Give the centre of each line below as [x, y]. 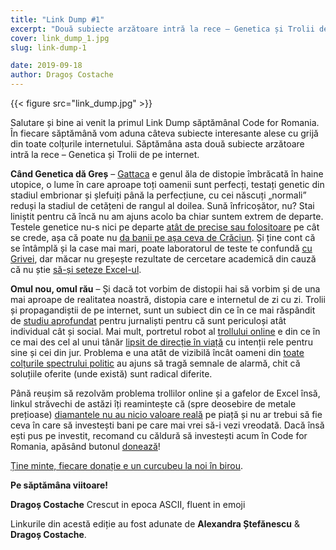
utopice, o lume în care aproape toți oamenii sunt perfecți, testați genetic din [167, 184]
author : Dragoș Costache [62, 75]
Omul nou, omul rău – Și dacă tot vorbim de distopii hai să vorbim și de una [165, 289]
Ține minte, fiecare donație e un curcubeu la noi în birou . [126, 465]
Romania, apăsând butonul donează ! [85, 446]
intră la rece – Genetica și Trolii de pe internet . [105, 154]
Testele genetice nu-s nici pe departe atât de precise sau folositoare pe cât [165, 227]
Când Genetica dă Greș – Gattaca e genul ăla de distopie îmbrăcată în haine [167, 174]
